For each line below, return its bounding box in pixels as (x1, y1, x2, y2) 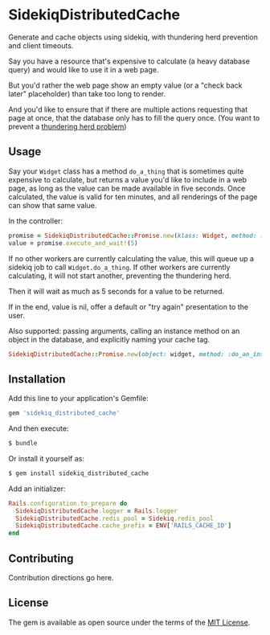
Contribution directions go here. (8, 573, 114, 582)
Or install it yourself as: (8, 453, 84, 463)
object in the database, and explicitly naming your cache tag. (8, 334, 211, 344)
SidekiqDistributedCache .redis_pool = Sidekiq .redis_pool (15, 514, 215, 522)
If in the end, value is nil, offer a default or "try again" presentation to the (8, 301, 249, 311)
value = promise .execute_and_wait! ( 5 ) (8, 239, 138, 247)
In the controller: (8, 215, 63, 226)
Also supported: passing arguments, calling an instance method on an (8, 326, 240, 335)
